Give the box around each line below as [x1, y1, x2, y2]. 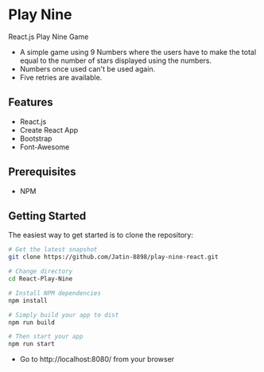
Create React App [19, 125, 79, 134]
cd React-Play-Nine [8, 275, 73, 283]
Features [8, 95, 53, 109]
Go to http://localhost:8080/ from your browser [19, 355, 175, 364]
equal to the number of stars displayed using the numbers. [19, 56, 212, 65]
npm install [8, 296, 48, 304]
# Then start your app [8, 332, 83, 341]
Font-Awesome [19, 141, 70, 152]
